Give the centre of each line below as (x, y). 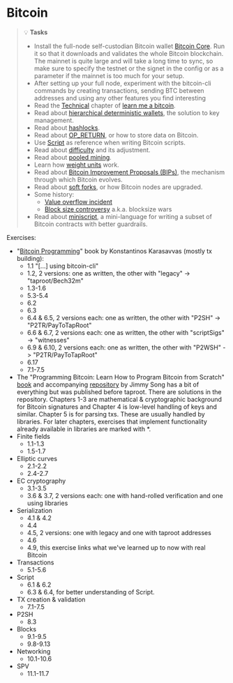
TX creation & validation (51, 599)
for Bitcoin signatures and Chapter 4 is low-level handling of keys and (117, 407)
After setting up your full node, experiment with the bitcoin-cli (122, 83)
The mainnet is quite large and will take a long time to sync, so (123, 61)
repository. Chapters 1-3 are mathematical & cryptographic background (119, 399)
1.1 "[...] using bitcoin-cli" (63, 266)
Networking (33, 651)
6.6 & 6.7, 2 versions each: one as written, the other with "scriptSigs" (126, 332)
